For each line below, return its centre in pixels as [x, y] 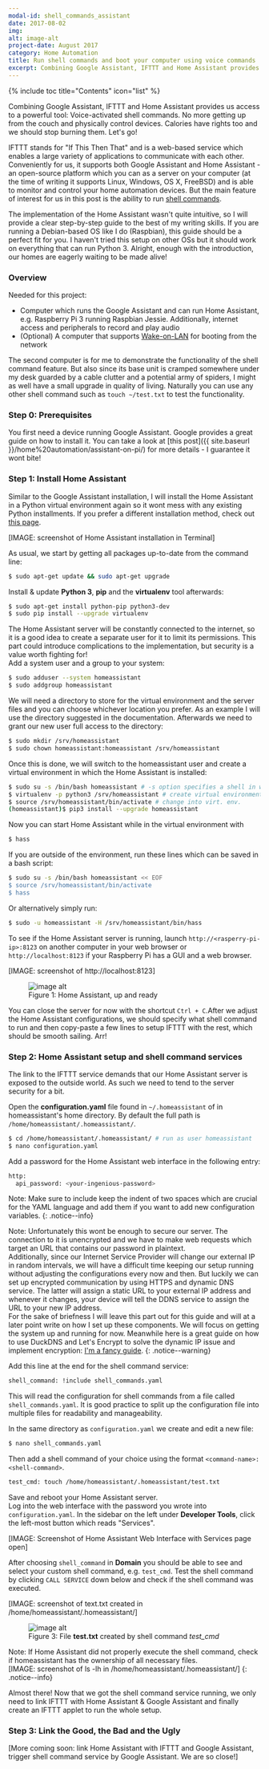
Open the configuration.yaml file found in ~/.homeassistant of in [116, 1106]
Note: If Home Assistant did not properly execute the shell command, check [133, 1652]
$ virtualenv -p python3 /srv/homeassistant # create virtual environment [136, 794]
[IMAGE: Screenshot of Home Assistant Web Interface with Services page [130, 1539]
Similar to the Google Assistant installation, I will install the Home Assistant [131, 496]
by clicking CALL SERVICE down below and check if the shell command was [131, 1580]
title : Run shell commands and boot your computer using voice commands [132, 61]
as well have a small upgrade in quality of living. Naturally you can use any [131, 386]
